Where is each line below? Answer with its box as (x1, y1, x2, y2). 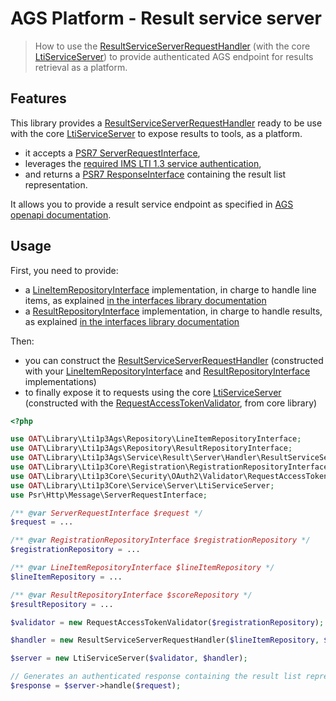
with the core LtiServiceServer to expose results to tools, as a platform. (10, 127, 303, 139)
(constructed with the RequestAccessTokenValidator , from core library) (24, 397, 318, 409)
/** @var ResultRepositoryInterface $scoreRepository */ (10, 590, 253, 600)
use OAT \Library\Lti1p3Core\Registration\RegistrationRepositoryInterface (10, 462, 329, 472)
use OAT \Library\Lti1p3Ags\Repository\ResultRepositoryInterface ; (10, 443, 293, 454)
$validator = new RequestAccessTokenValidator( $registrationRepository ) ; (10, 617, 325, 627)
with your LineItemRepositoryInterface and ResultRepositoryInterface (24, 365, 311, 377)
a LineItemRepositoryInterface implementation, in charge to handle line (24, 283, 317, 296)
